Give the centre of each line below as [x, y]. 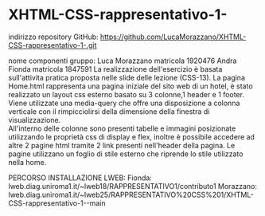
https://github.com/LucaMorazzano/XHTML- [173, 37]
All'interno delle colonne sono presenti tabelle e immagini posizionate [122, 128]
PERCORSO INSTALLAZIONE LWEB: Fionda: [80, 178]
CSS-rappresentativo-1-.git [53, 45]
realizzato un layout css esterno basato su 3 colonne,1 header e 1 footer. [127, 94]
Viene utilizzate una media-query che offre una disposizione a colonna [124, 103]
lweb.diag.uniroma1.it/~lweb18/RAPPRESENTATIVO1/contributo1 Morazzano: [132, 186]
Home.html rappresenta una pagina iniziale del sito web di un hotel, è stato [131, 86]
